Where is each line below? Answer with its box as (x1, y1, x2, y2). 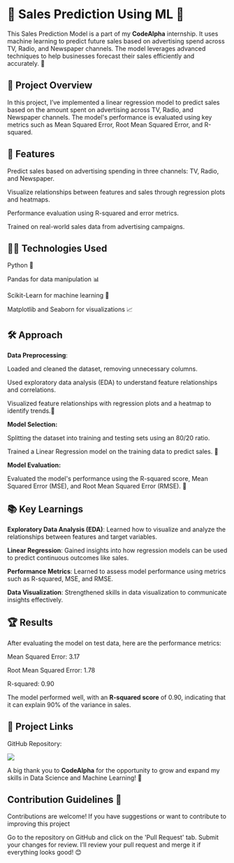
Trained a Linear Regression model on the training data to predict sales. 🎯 (7, 447, 219, 456)
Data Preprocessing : (7, 351, 68, 360)
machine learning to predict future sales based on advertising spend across (7, 36, 225, 45)
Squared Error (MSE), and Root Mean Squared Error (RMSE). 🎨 (7, 482, 187, 491)
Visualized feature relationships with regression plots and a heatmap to (7, 399, 212, 408)
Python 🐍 (7, 261, 34, 269)
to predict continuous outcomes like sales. (7, 554, 129, 562)
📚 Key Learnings (7, 503, 84, 515)
